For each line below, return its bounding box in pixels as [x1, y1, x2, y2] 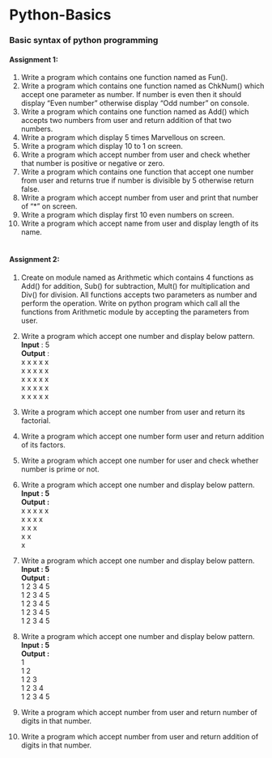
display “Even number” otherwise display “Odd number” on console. [20, 99, 249, 108]
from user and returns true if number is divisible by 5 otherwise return [20, 176, 254, 185]
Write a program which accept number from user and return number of [20, 707, 257, 717]
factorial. [20, 415, 51, 426]
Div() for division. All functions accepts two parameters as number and [20, 290, 257, 299]
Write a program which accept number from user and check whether [20, 150, 251, 159]
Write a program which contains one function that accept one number [20, 167, 254, 177]
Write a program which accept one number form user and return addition [20, 431, 265, 441]
